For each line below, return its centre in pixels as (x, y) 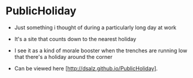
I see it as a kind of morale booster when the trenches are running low (101, 50)
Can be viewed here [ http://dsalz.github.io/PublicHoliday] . (86, 68)
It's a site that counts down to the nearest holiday (75, 39)
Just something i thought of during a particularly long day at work (95, 27)
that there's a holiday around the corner (63, 57)
